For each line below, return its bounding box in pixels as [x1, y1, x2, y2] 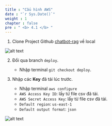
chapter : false [5, 20, 38, 26]
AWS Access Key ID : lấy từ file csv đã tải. [19, 91, 99, 97]
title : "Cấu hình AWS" [5, 7, 53, 12]
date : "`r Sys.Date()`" [5, 12, 55, 17]
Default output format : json [19, 107, 77, 112]
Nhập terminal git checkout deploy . [19, 67, 92, 73]
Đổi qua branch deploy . [12, 57, 59, 63]
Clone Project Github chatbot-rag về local [12, 38, 96, 44]
